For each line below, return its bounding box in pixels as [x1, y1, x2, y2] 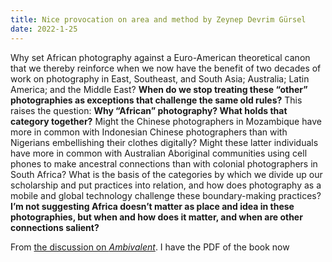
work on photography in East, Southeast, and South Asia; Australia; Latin [10, 72, 310, 85]
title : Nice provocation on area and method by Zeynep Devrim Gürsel [10, 14, 307, 25]
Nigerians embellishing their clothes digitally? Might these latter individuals [10, 136, 319, 148]
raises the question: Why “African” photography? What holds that [10, 104, 288, 116]
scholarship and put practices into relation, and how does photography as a [10, 179, 322, 191]
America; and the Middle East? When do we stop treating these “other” [10, 83, 308, 95]
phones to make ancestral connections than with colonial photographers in [10, 157, 318, 170]
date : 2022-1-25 [10, 24, 78, 34]
